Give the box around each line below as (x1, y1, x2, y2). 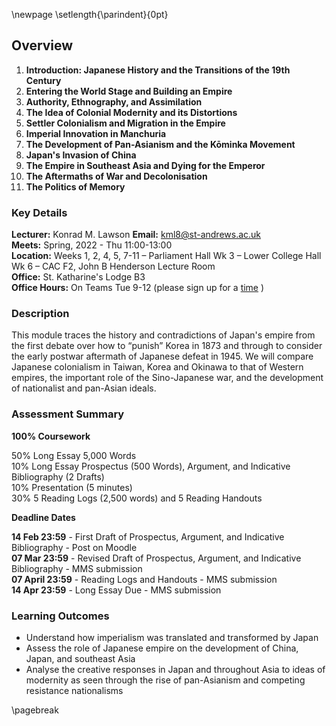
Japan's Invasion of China (25, 149, 137, 161)
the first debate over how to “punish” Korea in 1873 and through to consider (11, 340, 323, 352)
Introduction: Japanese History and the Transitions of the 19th (25, 64, 291, 76)
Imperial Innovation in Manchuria (25, 127, 167, 139)
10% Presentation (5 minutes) (11, 481, 133, 493)
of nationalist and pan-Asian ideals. (11, 382, 157, 394)
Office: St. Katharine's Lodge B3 (11, 271, 146, 283)
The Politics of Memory (25, 180, 126, 193)
